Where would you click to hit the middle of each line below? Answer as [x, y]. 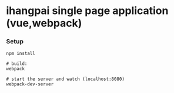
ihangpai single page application [87, 11]
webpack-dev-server [30, 84]
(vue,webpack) [44, 23]
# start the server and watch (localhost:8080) [66, 79]
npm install [21, 54]
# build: [17, 64]
